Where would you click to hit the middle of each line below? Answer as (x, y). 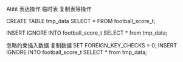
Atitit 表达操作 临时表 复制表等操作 (49, 9)
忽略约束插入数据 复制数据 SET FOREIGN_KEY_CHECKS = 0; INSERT (92, 45)
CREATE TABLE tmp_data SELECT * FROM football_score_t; (81, 21)
